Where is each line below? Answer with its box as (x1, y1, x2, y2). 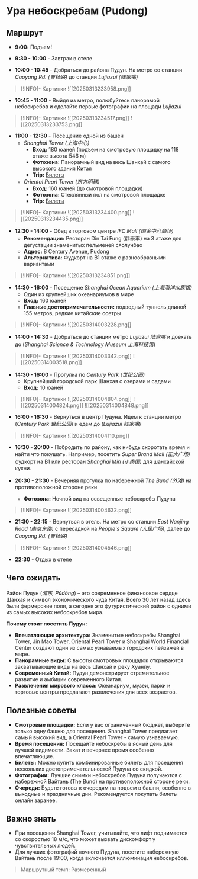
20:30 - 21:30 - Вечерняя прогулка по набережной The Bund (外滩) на (14, 477, 192, 484)
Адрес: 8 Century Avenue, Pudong (23, 248, 109, 255)
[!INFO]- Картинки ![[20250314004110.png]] (20, 432, 130, 439)
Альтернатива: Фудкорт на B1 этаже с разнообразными (23, 254, 167, 261)
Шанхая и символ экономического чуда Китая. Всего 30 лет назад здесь (6, 596, 191, 603)
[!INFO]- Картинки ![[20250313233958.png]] (20, 85, 131, 92)
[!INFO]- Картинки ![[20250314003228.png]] (20, 321, 132, 328)
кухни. (14, 465, 31, 471)
